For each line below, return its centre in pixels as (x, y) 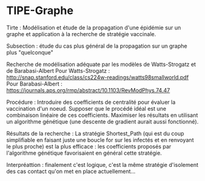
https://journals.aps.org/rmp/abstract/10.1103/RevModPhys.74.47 (88, 90)
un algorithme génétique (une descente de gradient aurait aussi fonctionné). (102, 121)
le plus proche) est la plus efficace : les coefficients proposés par (89, 146)
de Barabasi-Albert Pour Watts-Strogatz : (58, 70)
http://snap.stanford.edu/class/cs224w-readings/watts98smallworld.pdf (98, 77)
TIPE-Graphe (40, 11)
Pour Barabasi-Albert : (35, 84)
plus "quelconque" (30, 52)
